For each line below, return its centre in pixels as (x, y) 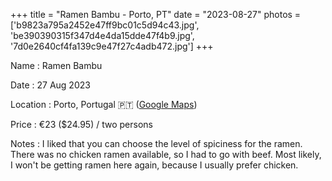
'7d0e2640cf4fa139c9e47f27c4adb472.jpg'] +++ (112, 46)
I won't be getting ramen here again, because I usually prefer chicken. (154, 165)
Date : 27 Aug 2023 (50, 85)
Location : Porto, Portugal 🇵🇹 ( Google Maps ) (104, 104)
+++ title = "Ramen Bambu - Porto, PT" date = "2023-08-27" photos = (156, 14)
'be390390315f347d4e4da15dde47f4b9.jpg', (102, 35)
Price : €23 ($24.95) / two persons (81, 124)
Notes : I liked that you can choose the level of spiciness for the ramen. (156, 143)
